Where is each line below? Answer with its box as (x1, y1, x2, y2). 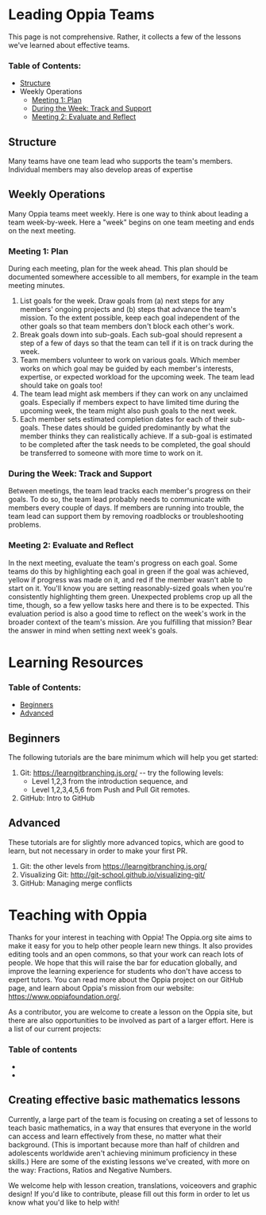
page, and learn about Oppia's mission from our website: (8, 983, 195, 992)
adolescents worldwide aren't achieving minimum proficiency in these (8, 1148, 237, 1158)
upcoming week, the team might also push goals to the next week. (19, 406, 237, 415)
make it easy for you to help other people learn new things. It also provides (8, 940, 253, 950)
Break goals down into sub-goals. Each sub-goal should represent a (19, 330, 243, 340)
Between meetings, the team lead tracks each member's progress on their (8, 486, 252, 496)
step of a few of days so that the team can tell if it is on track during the (19, 338, 254, 348)
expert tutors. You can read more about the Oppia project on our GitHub (8, 975, 244, 984)
